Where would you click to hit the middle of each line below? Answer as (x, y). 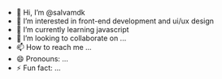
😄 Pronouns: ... (42, 59)
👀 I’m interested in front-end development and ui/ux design (115, 21)
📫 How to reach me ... (54, 47)
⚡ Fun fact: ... (38, 68)
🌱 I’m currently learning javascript (72, 29)
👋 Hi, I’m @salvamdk (50, 12)
